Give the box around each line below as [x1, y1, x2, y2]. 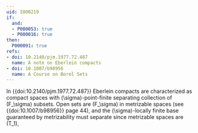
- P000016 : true [12, 32, 53, 38]
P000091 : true [12, 43, 47, 49]
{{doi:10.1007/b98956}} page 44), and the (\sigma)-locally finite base [6, 107, 179, 114]
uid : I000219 [6, 9, 39, 15]
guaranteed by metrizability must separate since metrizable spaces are [6, 114, 183, 121]
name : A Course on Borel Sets [12, 71, 88, 77]
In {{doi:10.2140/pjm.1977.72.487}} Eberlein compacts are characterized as [6, 87, 193, 95]
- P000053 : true [12, 26, 53, 32]
